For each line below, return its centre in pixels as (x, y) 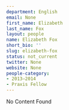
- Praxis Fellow (26, 85)
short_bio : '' (24, 46)
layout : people (25, 34)
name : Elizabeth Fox (32, 40)
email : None (21, 17)
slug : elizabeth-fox (32, 51)
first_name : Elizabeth (34, 23)
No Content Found (29, 102)
